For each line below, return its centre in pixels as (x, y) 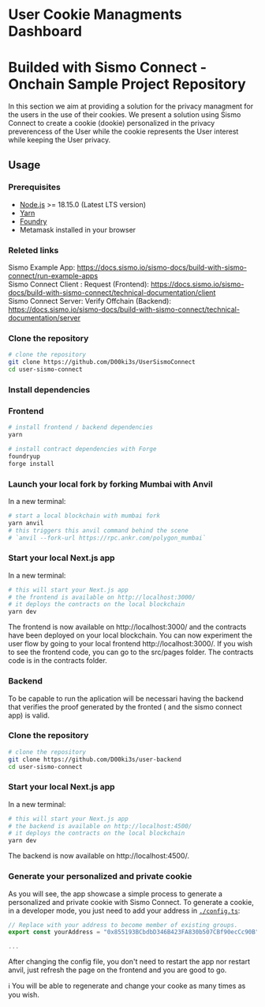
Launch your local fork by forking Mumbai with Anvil (110, 484)
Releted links (34, 250)
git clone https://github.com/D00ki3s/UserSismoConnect (102, 362)
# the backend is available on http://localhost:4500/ (100, 826)
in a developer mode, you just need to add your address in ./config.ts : (124, 910)
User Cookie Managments (95, 15)
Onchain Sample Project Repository (127, 84)
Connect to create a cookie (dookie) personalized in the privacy (112, 123)
